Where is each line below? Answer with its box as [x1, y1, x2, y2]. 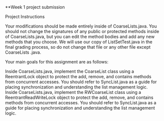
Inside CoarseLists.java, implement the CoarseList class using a [5, 68, 134, 74]
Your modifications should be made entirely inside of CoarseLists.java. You [5, 23, 157, 29]
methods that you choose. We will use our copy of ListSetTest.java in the [5, 39, 153, 45]
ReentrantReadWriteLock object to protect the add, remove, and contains [5, 94, 154, 100]
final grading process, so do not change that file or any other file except [5, 44, 151, 50]
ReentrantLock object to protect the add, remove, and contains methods [5, 74, 152, 79]
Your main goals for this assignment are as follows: [5, 59, 108, 64]
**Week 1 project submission [5, 4, 65, 10]
